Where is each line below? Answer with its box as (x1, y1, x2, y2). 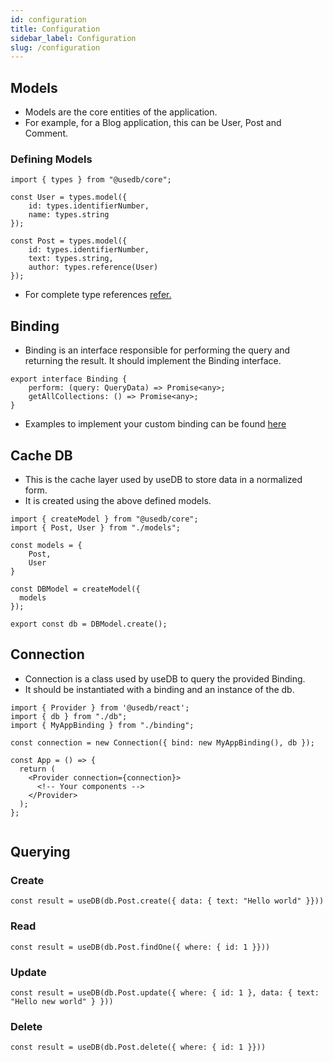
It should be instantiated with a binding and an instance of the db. (24, 683, 295, 695)
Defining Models (10, 152, 93, 166)
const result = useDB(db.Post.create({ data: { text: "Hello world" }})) (10, 896, 325, 906)
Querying (10, 844, 71, 861)
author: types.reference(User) (28, 262, 159, 273)
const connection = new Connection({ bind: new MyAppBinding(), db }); (10, 737, 315, 748)
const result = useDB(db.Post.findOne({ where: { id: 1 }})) (10, 942, 271, 952)
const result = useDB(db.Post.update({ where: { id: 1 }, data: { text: (10, 988, 320, 998)
